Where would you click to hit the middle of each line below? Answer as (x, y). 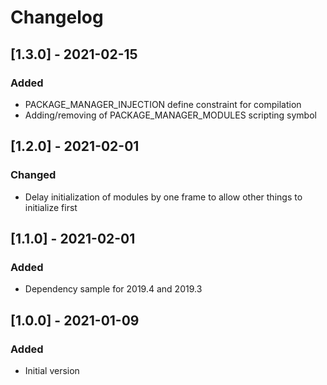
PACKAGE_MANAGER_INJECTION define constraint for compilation (163, 104)
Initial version (52, 370)
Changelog (57, 17)
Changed (33, 175)
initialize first (51, 207)
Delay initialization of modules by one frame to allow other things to (163, 197)
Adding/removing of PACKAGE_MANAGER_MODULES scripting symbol (170, 115)
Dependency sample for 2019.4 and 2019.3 (113, 289)
